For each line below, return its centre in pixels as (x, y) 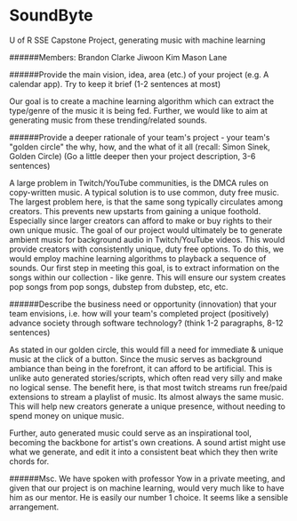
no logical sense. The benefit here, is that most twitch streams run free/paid (148, 387)
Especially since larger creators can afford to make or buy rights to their (141, 220)
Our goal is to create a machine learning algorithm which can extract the (141, 101)
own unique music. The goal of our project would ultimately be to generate (146, 230)
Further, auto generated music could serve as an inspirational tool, (130, 433)
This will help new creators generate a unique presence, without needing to (148, 406)
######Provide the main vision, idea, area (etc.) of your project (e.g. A (139, 74)
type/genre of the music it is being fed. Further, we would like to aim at (139, 110)
